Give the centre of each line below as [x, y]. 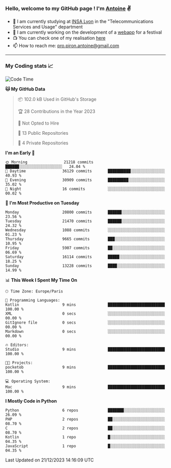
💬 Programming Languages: [33, 300]
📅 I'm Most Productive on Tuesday [42, 203]
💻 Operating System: [28, 381]
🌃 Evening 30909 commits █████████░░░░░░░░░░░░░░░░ [85, 180]
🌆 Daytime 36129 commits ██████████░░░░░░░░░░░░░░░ [85, 171]
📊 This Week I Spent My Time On [41, 280]
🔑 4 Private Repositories [43, 143]
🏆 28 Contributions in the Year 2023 [56, 111]
